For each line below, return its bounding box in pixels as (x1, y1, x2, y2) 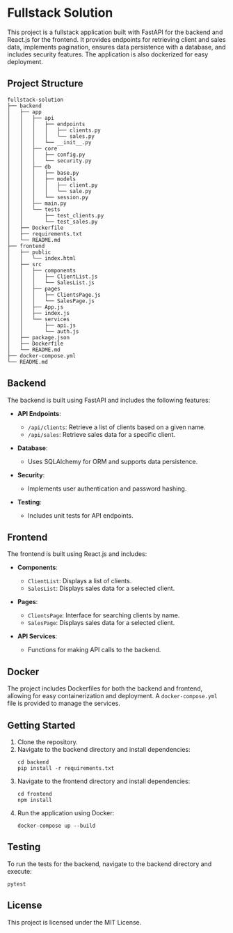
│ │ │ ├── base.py (7, 169, 79, 176)
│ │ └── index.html (7, 254, 77, 262)
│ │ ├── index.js (7, 309, 70, 316)
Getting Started (7, 719, 76, 731)
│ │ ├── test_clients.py (7, 212, 104, 219)
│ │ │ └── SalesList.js (7, 279, 95, 286)
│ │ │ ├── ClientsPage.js (7, 291, 101, 298)
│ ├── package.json (7, 334, 70, 341)
